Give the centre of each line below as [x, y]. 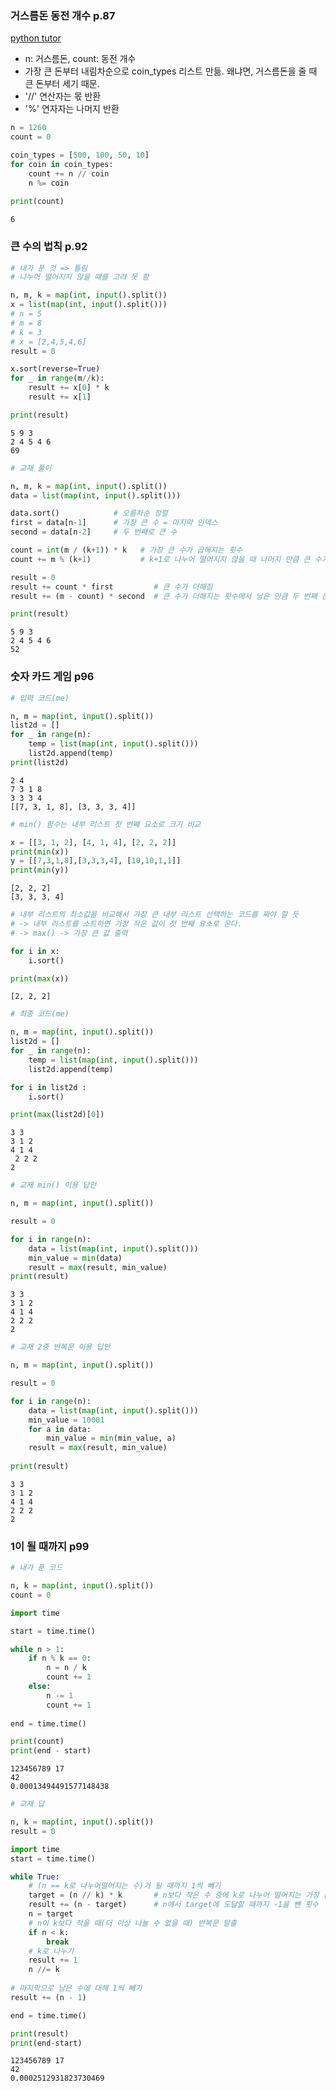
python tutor [36, 38]
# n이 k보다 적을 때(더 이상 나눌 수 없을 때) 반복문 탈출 [132, 1923]
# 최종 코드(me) [40, 1014]
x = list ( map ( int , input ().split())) [89, 305]
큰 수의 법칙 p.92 [49, 247]
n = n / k [66, 1668]
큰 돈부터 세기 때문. [62, 84]
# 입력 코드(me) [40, 698]
